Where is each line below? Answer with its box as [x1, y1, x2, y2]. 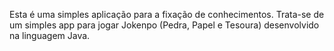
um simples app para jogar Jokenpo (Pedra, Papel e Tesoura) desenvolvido [9, 19, 320, 31]
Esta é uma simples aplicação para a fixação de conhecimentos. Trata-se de [9, 9, 325, 20]
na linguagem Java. [9, 30, 91, 41]
